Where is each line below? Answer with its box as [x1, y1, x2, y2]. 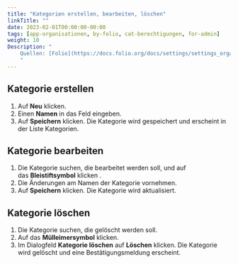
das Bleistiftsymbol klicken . [17, 171, 101, 180]
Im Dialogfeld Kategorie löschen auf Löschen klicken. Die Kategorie [17, 241, 217, 249]
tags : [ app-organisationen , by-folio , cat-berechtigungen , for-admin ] [7, 30, 220, 38]
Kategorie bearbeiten [7, 145, 104, 157]
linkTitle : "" [7, 17, 50, 24]
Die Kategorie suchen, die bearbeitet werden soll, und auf [17, 164, 186, 172]
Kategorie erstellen [7, 83, 94, 95]
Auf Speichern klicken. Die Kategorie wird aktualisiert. [17, 186, 176, 195]
